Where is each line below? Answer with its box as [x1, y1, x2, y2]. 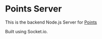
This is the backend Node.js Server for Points [5, 19, 97, 25]
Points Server [5, 3, 62, 14]
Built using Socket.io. [5, 28, 48, 34]
